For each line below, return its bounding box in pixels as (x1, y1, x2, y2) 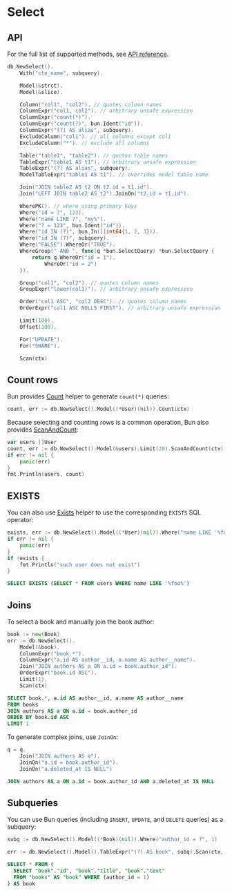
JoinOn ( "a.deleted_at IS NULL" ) (19, 765, 113, 772)
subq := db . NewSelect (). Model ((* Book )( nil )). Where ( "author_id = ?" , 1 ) (7, 836, 217, 843)
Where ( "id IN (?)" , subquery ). (19, 235, 110, 242)
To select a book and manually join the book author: (7, 617, 155, 626)
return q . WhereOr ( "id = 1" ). (32, 253, 116, 261)
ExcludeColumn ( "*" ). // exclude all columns (19, 140, 150, 146)
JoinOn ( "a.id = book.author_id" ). (19, 759, 119, 766)
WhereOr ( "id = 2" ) (43, 260, 97, 267)
